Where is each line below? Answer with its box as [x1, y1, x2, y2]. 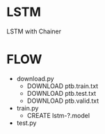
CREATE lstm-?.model [26, 111, 90, 119]
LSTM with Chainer [6, 27, 62, 35]
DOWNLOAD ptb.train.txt [26, 81, 99, 90]
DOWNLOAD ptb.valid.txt [26, 97, 99, 105]
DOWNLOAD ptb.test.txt [26, 89, 97, 97]
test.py [16, 119, 37, 127]
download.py [16, 74, 54, 83]
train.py [16, 103, 39, 112]
